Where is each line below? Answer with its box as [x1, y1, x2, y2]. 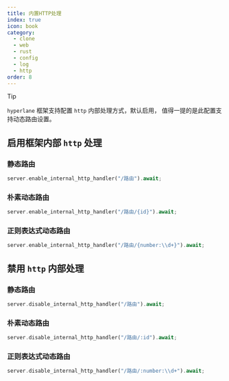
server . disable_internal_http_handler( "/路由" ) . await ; [7, 300, 165, 308]
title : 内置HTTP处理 [7, 10, 62, 17]
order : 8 [7, 73, 32, 81]
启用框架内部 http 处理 [7, 137, 102, 148]
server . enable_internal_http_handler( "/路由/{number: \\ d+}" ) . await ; [7, 242, 205, 249]
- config [13, 55, 38, 62]
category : [7, 29, 36, 36]
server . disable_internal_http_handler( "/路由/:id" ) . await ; [7, 334, 178, 341]
